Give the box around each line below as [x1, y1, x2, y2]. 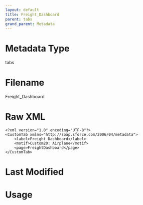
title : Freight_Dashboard [5, 12, 59, 17]
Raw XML [5, 111, 46, 123]
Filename [5, 77, 45, 88]
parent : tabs [5, 17, 33, 22]
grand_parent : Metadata [5, 21, 55, 27]
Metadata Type [5, 43, 70, 54]
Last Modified [5, 166, 64, 178]
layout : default [5, 7, 39, 13]
